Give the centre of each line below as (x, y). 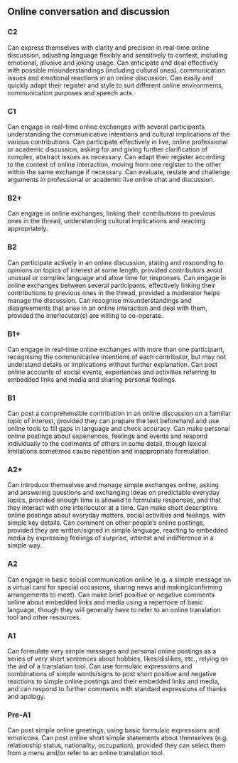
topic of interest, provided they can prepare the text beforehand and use (113, 421)
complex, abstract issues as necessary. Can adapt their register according (116, 156)
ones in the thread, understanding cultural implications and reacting (107, 221)
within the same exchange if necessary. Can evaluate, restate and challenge (119, 172)
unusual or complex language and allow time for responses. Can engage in (117, 277)
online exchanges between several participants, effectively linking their (111, 285)
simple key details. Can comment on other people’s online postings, (106, 523)
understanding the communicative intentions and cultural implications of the (119, 134)
